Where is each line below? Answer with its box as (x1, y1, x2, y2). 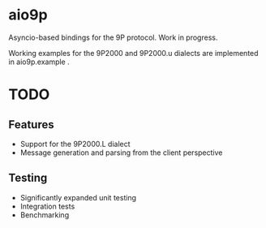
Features (8, 118, 54, 131)
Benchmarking (19, 209, 70, 220)
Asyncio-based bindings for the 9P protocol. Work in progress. (8, 32, 218, 42)
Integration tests (19, 201, 75, 211)
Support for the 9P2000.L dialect (19, 139, 131, 148)
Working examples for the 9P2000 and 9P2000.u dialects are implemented (8, 48, 259, 58)
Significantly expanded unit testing (19, 192, 136, 202)
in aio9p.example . (8, 57, 71, 67)
